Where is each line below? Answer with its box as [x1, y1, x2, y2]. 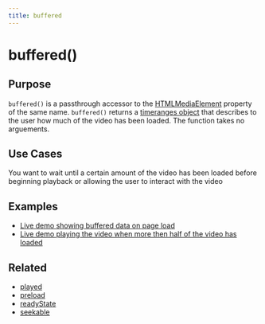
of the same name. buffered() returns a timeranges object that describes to [8, 107, 257, 116]
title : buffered [8, 11, 62, 20]
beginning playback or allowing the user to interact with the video [8, 177, 223, 186]
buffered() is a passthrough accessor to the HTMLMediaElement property [8, 99, 252, 108]
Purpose [8, 77, 52, 92]
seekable [19, 307, 50, 317]
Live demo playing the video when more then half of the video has [19, 229, 237, 239]
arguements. [8, 124, 50, 134]
